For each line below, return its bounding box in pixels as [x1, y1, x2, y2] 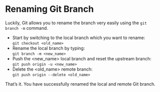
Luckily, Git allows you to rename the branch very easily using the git [5, 20, 147, 26]
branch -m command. [5, 25, 49, 31]
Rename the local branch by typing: [12, 45, 85, 51]
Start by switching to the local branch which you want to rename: [12, 35, 145, 41]
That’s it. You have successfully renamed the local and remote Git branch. [5, 81, 156, 87]
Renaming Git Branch [5, 3, 94, 15]
